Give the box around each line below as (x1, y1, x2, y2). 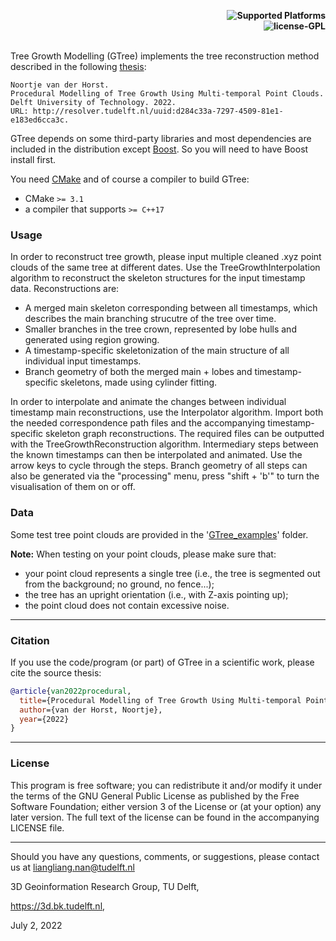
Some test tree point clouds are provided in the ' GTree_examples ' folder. (10, 528, 309, 540)
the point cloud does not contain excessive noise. (24, 599, 230, 611)
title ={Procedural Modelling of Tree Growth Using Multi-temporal (19, 695, 302, 705)
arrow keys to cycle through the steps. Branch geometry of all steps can (10, 460, 308, 472)
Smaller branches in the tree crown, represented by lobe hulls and (24, 323, 297, 335)
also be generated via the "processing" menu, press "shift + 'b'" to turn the (10, 470, 320, 482)
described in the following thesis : (10, 61, 147, 72)
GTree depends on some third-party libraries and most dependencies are (10, 133, 312, 144)
